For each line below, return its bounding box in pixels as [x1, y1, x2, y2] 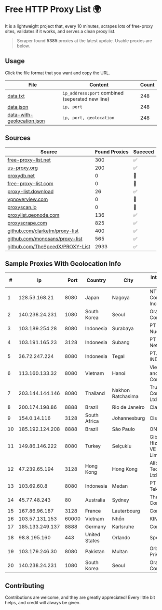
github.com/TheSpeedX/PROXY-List [7, 243, 91, 250]
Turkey [85, 443, 101, 449]
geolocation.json [7, 117, 45, 124]
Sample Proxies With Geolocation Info [5, 259, 121, 268]
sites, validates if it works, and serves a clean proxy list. [5, 28, 116, 34]
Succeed [133, 148, 154, 155]
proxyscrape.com [7, 219, 47, 226]
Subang [112, 339, 130, 346]
